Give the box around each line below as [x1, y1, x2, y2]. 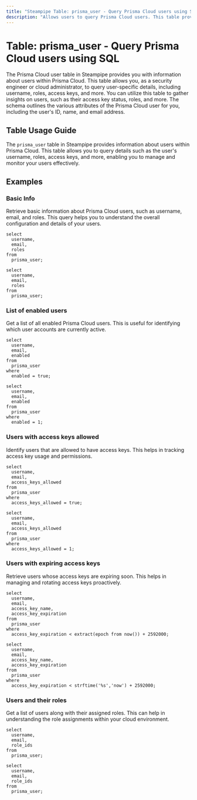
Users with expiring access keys [6, 559, 101, 567]
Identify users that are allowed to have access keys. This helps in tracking [6, 446, 185, 453]
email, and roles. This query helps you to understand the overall [6, 213, 160, 220]
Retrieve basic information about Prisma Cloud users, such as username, [6, 207, 182, 215]
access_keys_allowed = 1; [11, 546, 75, 552]
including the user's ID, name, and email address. [6, 108, 125, 115]
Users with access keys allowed [6, 433, 100, 441]
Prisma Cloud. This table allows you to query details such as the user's [6, 147, 177, 154]
